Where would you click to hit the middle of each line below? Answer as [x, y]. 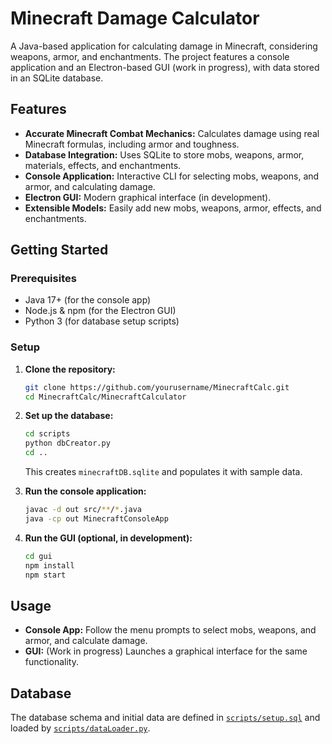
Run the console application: [85, 491]
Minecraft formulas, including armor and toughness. [132, 144]
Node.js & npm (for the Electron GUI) [100, 311]
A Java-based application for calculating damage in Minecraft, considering [164, 46]
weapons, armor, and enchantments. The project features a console [150, 56]
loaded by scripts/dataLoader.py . [80, 728]
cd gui [38, 556]
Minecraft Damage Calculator [135, 18]
